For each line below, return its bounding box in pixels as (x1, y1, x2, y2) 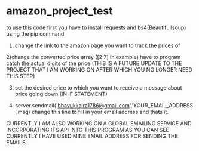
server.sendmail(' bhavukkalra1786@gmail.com (14, 101, 130, 109)
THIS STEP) (6, 72, 35, 79)
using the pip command (6, 30, 65, 37)
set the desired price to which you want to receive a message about (14, 84, 182, 91)
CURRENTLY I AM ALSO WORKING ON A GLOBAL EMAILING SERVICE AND (6, 119, 192, 127)
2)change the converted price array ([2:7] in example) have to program (6, 53, 181, 60)
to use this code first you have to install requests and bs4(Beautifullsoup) (6, 24, 186, 31)
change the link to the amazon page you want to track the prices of (14, 42, 180, 49)
